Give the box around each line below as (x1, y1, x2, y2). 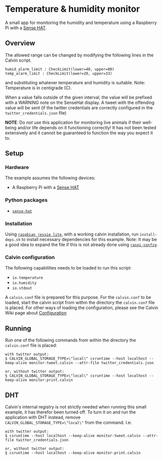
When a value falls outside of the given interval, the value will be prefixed (5, 94, 152, 100)
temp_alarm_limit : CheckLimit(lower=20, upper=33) (5, 71, 112, 76)
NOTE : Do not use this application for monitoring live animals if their (5, 119, 142, 125)
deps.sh (5, 238, 21, 242)
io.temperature (12, 275, 43, 280)
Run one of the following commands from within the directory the (5, 337, 136, 343)
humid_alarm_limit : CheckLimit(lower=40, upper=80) (5, 67, 115, 72)
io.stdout (12, 286, 33, 291)
